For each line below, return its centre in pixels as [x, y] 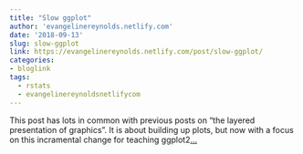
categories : [32, 60]
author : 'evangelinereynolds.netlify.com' [91, 26]
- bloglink [30, 69]
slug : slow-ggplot [44, 43]
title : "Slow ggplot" [51, 18]
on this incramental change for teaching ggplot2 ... [104, 139]
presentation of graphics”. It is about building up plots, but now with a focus [151, 129]
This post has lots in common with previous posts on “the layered [132, 120]
